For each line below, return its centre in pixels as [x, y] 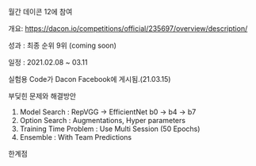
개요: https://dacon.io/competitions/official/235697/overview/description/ [128, 29]
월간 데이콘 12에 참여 [40, 12]
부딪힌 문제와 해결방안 [42, 96]
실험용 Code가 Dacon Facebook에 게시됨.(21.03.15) [90, 79]
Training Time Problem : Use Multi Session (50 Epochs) [110, 129]
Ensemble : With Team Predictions [76, 137]
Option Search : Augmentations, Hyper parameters [103, 120]
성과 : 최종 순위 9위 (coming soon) [63, 45]
